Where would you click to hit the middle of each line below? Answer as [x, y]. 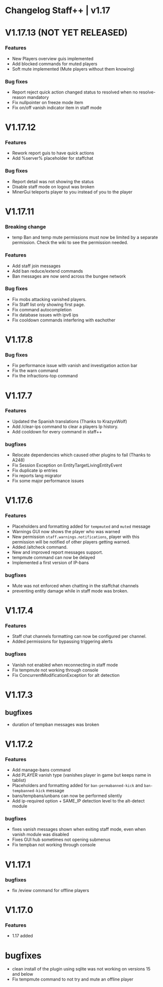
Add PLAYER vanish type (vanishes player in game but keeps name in [81, 775]
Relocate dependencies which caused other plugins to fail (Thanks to [81, 455]
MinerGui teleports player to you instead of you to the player [72, 192]
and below [23, 974]
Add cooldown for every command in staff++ [57, 431]
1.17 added [22, 936]
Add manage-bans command [41, 770]
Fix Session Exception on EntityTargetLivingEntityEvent [67, 466]
